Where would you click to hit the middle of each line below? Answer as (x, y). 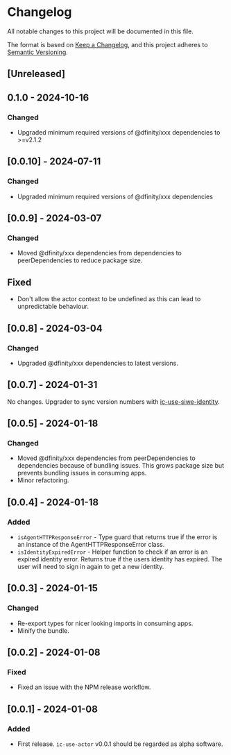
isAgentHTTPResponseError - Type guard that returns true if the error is (117, 537)
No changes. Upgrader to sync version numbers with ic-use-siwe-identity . (113, 401)
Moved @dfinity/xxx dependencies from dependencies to (99, 253)
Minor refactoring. (43, 480)
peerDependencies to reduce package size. (80, 260)
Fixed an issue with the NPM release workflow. (84, 687)
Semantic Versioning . (37, 52)
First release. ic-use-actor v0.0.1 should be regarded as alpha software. (120, 744)
